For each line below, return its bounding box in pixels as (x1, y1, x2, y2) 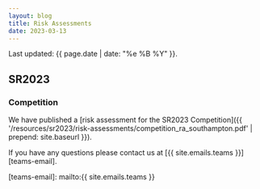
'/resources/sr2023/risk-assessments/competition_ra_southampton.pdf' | (8, 124, 253, 133)
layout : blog (8, 11, 52, 20)
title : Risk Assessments (8, 19, 92, 27)
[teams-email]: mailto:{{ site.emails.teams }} (8, 172, 155, 182)
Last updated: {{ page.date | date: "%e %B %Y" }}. (8, 49, 178, 59)
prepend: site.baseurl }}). (8, 132, 93, 142)
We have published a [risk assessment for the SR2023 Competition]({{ (8, 115, 243, 125)
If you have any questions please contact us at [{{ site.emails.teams (8, 148, 234, 157)
